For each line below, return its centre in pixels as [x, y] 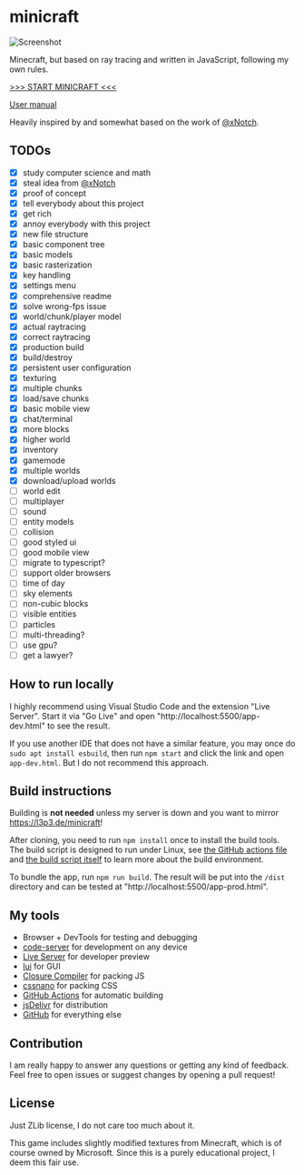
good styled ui [49, 542]
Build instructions [60, 791]
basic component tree [64, 245]
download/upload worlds [69, 480]
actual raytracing [54, 326]
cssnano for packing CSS [70, 986]
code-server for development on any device [105, 947]
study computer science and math [87, 172]
